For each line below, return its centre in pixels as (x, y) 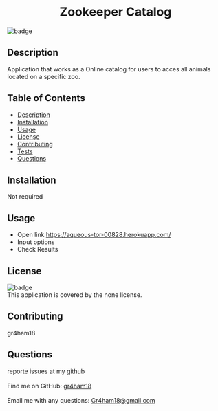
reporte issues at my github (46, 371)
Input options (36, 242)
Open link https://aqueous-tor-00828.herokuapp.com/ (94, 235)
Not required (25, 197)
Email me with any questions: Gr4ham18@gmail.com (81, 400)
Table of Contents (46, 98)
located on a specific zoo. (44, 76)
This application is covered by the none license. (75, 295)
